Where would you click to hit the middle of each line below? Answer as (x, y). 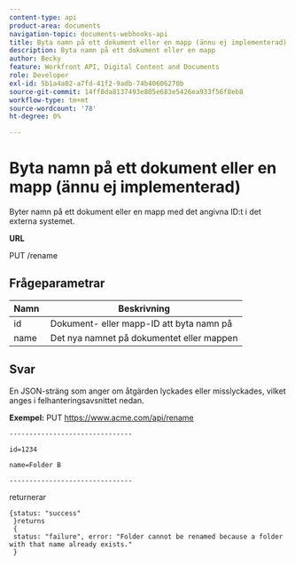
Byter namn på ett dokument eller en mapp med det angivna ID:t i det (135, 212)
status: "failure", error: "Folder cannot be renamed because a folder (148, 537)
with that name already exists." (71, 544)
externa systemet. (42, 221)
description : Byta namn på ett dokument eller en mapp (113, 51)
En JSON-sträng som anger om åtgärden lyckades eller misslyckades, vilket (147, 391)
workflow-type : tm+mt (49, 100)
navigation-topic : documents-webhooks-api (89, 34)
